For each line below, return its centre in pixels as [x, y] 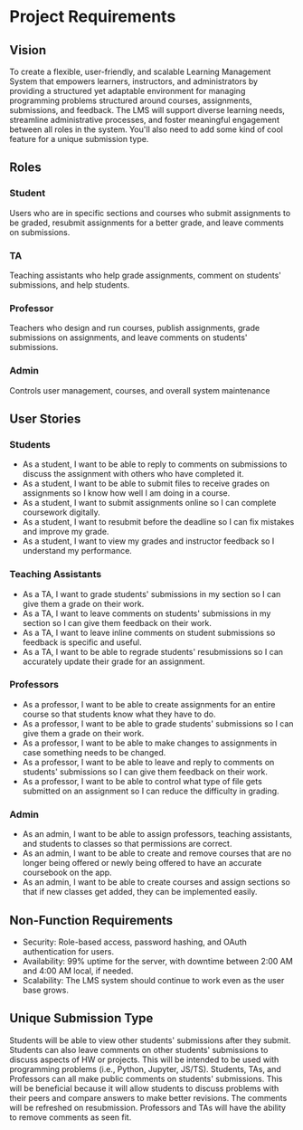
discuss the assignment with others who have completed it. [133, 474]
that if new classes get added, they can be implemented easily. [140, 892]
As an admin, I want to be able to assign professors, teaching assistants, [157, 834]
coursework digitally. [62, 512]
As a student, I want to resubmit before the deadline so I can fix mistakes [158, 522]
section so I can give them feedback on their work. [117, 622]
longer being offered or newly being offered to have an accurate [142, 863]
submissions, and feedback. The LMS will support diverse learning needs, [147, 110]
